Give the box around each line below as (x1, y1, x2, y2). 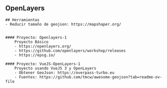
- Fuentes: (14, 74, 38, 79)
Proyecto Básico (14, 39, 49, 44)
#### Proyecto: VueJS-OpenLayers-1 (5, 61, 81, 66)
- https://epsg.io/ (14, 52, 56, 57)
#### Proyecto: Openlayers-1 (5, 35, 67, 40)
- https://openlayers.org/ (14, 44, 72, 49)
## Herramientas (5, 17, 40, 22)
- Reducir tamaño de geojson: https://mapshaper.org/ (5, 22, 122, 27)
